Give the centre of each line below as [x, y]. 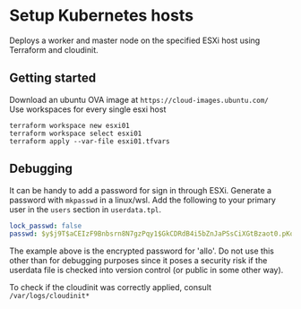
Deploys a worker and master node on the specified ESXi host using [135, 40]
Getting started [53, 78]
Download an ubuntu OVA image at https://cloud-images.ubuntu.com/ [139, 99]
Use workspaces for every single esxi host [88, 109]
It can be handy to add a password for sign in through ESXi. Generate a [140, 190]
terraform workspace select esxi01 [76, 133]
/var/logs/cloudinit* [50, 296]
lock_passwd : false [46, 226]
